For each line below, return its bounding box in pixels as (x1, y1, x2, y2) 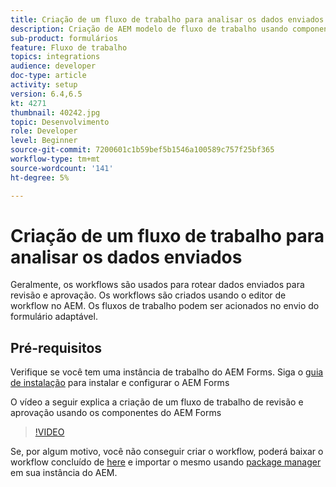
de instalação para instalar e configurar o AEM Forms (10, 377, 230, 389)
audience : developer (10, 61, 97, 71)
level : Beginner (10, 136, 78, 146)
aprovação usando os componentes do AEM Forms (10, 407, 222, 419)
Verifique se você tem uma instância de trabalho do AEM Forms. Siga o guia (10, 366, 324, 378)
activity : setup (10, 80, 78, 90)
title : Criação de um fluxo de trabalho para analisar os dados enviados (10, 14, 325, 25)
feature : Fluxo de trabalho (10, 42, 128, 53)
